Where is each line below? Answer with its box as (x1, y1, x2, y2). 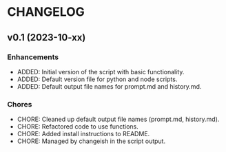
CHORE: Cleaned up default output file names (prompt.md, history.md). (17, 115, 220, 124)
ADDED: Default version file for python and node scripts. (17, 75, 178, 83)
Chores (7, 99, 32, 109)
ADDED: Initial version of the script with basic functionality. (17, 67, 185, 76)
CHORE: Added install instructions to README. (17, 130, 150, 138)
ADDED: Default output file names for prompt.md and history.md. (17, 82, 202, 90)
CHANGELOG (7, 4, 85, 20)
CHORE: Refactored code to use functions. (17, 122, 139, 131)
